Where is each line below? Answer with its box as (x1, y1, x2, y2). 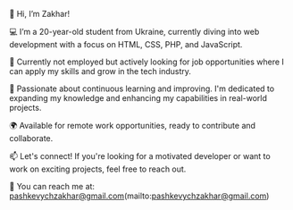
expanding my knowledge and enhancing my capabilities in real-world (9, 93, 268, 103)
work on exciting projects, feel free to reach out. (9, 164, 187, 174)
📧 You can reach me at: (9, 181, 96, 191)
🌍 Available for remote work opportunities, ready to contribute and (9, 121, 256, 130)
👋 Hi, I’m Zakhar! (9, 9, 70, 19)
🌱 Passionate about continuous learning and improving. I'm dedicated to (9, 83, 275, 94)
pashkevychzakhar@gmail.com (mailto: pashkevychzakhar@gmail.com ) (9, 190, 270, 201)
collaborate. (9, 133, 54, 143)
